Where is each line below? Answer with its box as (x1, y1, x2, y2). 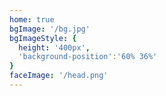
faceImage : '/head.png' (9, 71, 109, 81)
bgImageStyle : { (9, 33, 77, 43)
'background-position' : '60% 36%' (18, 52, 158, 62)
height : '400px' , (18, 42, 91, 53)
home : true (9, 14, 55, 25)
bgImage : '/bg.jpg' (9, 24, 91, 34)
